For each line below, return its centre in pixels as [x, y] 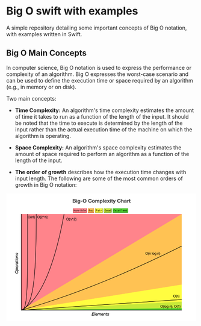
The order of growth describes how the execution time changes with [100, 172]
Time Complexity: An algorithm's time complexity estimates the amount [104, 110]
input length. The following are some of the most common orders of [99, 178]
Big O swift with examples [72, 11]
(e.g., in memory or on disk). [42, 87]
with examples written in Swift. [44, 34]
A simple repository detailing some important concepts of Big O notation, [97, 28]
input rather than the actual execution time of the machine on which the [104, 129]
